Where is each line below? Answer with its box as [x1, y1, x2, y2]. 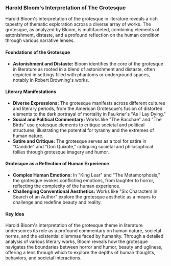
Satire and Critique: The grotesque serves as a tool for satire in [12, 138, 146, 144]
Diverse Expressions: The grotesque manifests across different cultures [12, 100, 165, 106]
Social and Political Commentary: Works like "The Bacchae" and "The [12, 116, 162, 122]
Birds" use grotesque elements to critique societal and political [12, 122, 145, 128]
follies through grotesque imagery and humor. [12, 149, 109, 155]
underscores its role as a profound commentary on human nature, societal [5, 228, 162, 234]
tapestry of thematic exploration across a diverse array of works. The [5, 21, 152, 27]
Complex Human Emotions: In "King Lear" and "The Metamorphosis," [12, 172, 161, 178]
